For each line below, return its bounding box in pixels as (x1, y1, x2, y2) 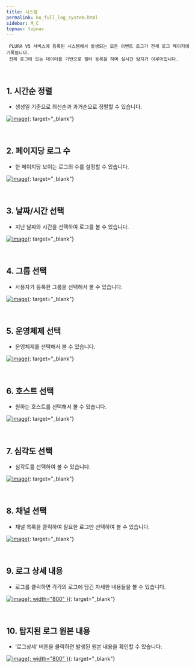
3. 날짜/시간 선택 (6, 206, 64, 216)
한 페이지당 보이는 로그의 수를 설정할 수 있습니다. (14, 163, 129, 170)
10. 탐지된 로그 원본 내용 (6, 626, 90, 636)
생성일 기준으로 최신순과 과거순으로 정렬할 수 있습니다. (14, 103, 143, 111)
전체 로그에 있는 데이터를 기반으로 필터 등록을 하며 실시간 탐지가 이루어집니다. (8, 56, 179, 62)
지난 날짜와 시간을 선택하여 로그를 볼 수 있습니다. (14, 223, 129, 230)
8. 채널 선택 (6, 506, 47, 516)
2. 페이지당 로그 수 (6, 146, 70, 156)
